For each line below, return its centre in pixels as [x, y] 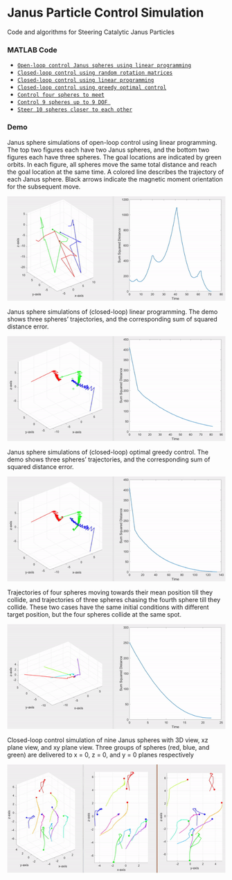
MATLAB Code [32, 50]
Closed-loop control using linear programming [86, 80]
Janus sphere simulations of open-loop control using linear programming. [112, 142]
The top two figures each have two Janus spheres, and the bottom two [108, 150]
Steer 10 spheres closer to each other [75, 110]
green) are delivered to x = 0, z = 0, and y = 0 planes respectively [100, 755]
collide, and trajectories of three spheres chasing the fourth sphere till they [114, 600]
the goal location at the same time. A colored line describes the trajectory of [116, 172]
